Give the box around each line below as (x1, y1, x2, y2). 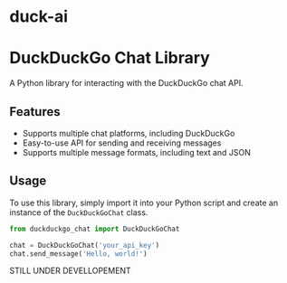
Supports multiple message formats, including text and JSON (22, 146, 252, 157)
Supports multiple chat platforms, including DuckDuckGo (22, 127, 235, 138)
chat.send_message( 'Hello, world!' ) (9, 249, 148, 259)
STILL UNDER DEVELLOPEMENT (9, 265, 131, 277)
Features (9, 104, 61, 119)
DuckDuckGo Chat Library (9, 48, 210, 69)
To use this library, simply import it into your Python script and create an (9, 197, 279, 208)
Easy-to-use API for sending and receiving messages (22, 137, 222, 148)
